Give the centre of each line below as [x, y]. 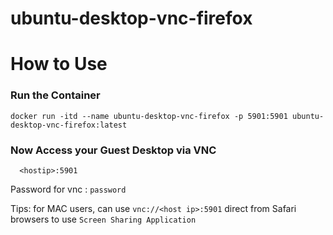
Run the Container [55, 95]
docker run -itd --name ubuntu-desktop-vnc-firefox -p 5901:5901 [149, 116]
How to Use [59, 64]
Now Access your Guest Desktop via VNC [113, 150]
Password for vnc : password [68, 189]
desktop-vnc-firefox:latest [69, 125]
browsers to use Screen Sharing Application [103, 219]
